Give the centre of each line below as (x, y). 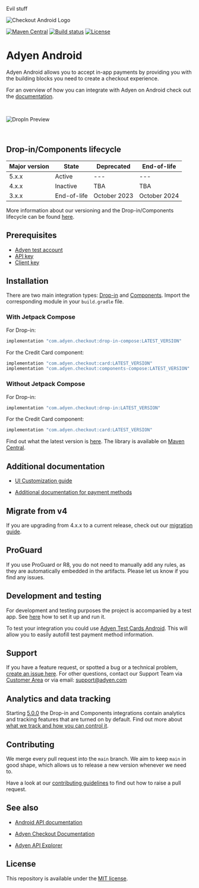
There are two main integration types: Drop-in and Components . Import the (98, 295)
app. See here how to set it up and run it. (56, 616)
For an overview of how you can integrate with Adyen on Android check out (99, 90)
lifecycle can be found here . (40, 216)
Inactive (66, 186)
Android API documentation (49, 822)
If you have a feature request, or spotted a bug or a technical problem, (92, 667)
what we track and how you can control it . (57, 726)
